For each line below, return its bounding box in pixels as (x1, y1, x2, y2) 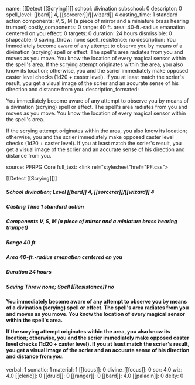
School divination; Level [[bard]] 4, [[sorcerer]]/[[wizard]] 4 (6, 188, 155, 195)
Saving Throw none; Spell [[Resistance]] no (6, 283, 114, 290)
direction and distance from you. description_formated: (6, 86, 139, 93)
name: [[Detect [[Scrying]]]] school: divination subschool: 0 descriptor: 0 (6, 5, 183, 12)
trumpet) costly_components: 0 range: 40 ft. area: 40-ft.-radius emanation (6, 23, 186, 30)
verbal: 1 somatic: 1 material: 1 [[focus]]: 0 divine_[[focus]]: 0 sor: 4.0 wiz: (6, 366, 183, 373)
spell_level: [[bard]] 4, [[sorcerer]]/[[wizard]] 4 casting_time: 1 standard (6, 11, 178, 18)
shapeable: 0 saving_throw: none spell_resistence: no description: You (6, 36, 176, 43)
